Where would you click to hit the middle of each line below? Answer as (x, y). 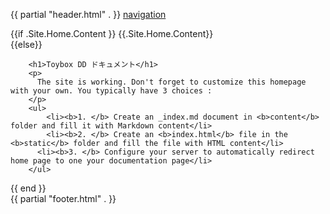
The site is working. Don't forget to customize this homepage (171, 82)
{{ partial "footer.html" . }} (63, 198)
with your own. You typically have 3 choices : (111, 91)
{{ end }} (28, 188)
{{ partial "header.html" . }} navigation (88, 14)
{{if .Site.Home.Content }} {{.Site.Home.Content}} (112, 33)
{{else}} (26, 44)
